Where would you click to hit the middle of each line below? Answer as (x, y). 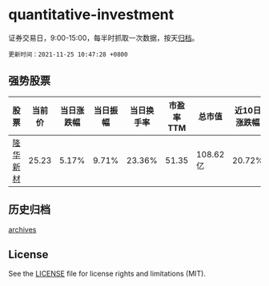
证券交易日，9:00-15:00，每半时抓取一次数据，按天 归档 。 (104, 38)
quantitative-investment (91, 15)
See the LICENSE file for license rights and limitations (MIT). (107, 274)
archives (22, 229)
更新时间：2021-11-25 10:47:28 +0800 (68, 54)
